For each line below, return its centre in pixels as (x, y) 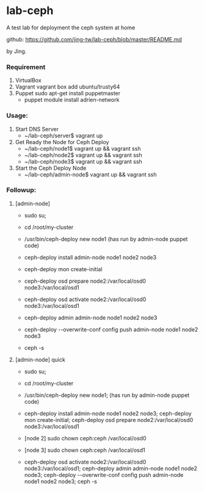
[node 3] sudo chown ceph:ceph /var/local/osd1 (85, 450)
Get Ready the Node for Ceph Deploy (62, 142)
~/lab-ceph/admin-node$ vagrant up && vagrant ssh (90, 174)
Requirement (26, 67)
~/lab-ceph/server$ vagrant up (64, 136)
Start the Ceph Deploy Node (51, 168)
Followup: (21, 190)
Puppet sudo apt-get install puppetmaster (68, 93)
